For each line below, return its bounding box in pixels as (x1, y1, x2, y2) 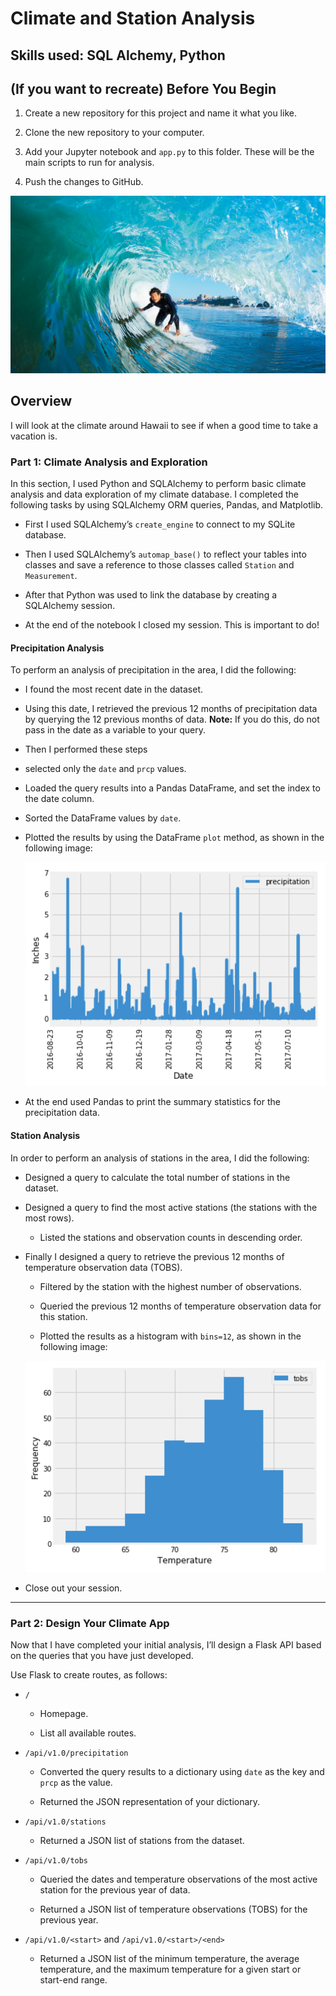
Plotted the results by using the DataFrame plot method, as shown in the (24, 832, 325, 844)
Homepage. (39, 1708, 89, 1720)
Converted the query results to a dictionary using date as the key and (39, 1766, 325, 1778)
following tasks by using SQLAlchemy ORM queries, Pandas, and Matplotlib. (10, 499, 324, 511)
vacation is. (10, 430, 58, 442)
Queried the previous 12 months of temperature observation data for (39, 1300, 322, 1312)
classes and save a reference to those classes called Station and (24, 559, 295, 571)
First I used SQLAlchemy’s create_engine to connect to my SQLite (24, 518, 296, 530)
